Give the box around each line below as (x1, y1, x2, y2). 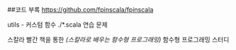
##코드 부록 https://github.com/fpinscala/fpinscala (7, 6, 154, 13)
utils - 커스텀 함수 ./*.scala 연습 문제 (7, 20, 108, 29)
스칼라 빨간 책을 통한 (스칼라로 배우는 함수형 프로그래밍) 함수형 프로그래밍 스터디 (7, 35, 230, 44)
